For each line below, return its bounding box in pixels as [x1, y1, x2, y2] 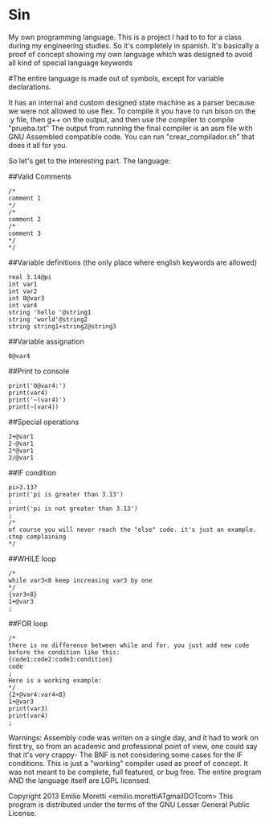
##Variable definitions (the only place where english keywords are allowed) [8, 257, 258, 267]
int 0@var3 [8, 294, 45, 303]
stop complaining [8, 533, 67, 541]
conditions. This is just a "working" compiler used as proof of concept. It [8, 758, 249, 768]
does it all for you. [8, 140, 68, 150]
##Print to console [8, 366, 70, 376]
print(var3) [8, 704, 48, 713]
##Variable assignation [8, 336, 84, 346]
